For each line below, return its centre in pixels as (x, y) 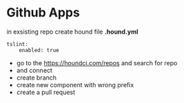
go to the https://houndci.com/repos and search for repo (97, 62)
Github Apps (43, 13)
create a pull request (46, 92)
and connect (34, 70)
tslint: (18, 44)
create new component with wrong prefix (75, 84)
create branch (36, 78)
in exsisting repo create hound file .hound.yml (72, 32)
